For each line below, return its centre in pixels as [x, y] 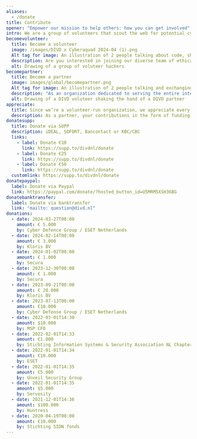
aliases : [17, 11]
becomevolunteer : [27, 39]
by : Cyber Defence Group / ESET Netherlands [72, 230]
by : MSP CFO [31, 329]
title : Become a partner [42, 77]
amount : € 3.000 [37, 241]
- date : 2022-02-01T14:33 [43, 334]
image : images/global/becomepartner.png [61, 83]
